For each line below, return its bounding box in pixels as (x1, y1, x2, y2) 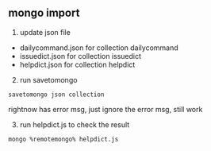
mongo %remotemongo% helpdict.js (8, 135, 119, 143)
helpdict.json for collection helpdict (19, 60, 136, 69)
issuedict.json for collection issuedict (19, 51, 141, 60)
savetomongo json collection (8, 91, 105, 99)
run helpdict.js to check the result (19, 119, 130, 130)
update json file (19, 27, 71, 37)
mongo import (8, 6, 80, 20)
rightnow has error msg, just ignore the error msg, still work (8, 104, 203, 114)
